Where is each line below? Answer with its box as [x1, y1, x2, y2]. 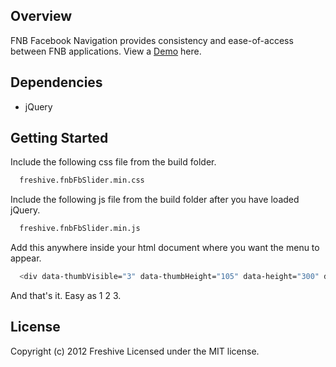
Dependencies [10, 74, 103, 91]
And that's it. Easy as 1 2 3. [10, 290, 122, 302]
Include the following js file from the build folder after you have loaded [10, 194, 300, 206]
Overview [10, 8, 73, 25]
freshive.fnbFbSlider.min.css [19, 175, 145, 186]
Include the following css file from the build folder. [10, 156, 217, 168]
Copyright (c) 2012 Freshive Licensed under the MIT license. [10, 345, 260, 357]
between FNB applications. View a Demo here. [10, 45, 202, 57]
